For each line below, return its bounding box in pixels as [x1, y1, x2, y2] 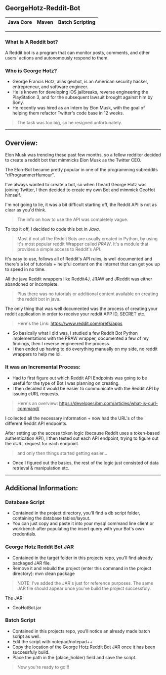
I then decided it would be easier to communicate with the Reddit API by [12, 385, 160, 391]
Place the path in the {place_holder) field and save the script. [12, 654, 137, 660]
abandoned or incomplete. [5, 281, 59, 287]
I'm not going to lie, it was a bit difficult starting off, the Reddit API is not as [5, 202, 157, 208]
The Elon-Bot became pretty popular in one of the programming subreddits [5, 167, 158, 173]
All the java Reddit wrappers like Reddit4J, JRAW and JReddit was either [5, 276, 152, 282]
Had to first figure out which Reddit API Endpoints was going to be [12, 375, 147, 381]
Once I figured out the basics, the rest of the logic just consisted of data [12, 460, 159, 466]
